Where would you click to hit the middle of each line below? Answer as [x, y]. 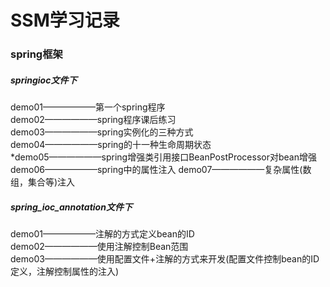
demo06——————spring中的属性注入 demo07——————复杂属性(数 [161, 170]
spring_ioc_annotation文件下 [71, 207]
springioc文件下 [44, 80]
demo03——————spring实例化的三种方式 [102, 132]
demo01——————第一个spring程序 [88, 107]
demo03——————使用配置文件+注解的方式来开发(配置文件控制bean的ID [165, 259]
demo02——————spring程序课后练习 [93, 120]
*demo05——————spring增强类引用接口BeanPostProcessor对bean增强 [163, 157]
